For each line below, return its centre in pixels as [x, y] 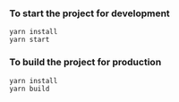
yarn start [30, 40]
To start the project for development [89, 13]
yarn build [30, 89]
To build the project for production [85, 63]
